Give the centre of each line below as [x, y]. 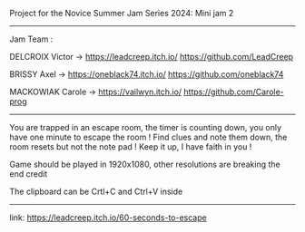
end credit [29, 174]
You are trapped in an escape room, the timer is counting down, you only [146, 127]
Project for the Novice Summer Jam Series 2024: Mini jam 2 [122, 13]
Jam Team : [31, 39]
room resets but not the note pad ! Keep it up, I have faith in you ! [131, 147]
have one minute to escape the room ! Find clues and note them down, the [148, 137]
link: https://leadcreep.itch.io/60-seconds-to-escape [108, 217]
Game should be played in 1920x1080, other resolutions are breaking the [145, 164]
